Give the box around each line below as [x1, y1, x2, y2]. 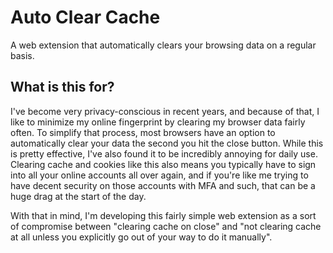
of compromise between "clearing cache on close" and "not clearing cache [10, 220, 322, 232]
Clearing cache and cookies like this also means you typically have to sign [10, 158, 317, 170]
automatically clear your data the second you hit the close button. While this [10, 137, 324, 149]
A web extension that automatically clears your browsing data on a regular [10, 39, 317, 51]
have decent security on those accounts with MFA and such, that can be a [10, 179, 316, 191]
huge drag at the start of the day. [10, 190, 147, 202]
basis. [10, 49, 35, 61]
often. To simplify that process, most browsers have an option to [10, 126, 276, 138]
